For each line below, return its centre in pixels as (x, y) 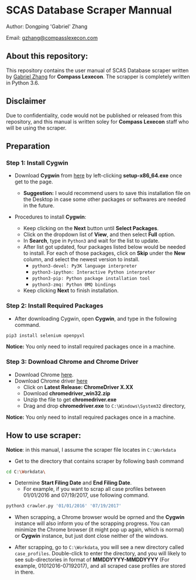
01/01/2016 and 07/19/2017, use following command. (86, 495)
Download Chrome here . (44, 374)
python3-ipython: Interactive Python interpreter (94, 272)
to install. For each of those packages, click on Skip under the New (104, 253)
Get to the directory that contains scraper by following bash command (99, 461)
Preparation (28, 146)
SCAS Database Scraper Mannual (89, 10)
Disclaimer (26, 101)
